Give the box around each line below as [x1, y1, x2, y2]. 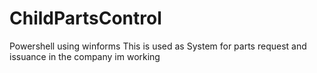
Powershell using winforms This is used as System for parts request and [9, 40, 307, 52]
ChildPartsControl [9, 7, 162, 30]
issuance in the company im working [9, 50, 161, 62]
